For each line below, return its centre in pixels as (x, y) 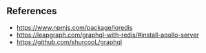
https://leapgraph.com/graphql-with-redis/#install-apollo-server (107, 35)
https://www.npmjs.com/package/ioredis (74, 27)
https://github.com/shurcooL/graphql (69, 42)
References (32, 11)
